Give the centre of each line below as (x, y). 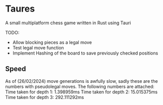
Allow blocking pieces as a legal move (52, 42)
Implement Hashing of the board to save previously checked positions (85, 53)
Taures (20, 9)
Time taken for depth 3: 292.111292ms (45, 97)
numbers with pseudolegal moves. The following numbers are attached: (80, 86)
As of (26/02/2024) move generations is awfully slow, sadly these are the (82, 81)
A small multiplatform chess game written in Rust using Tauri (68, 23)
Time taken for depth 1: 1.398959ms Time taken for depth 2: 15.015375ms (82, 92)
